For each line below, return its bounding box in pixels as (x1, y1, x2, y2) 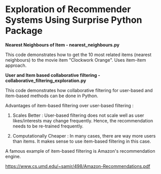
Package (5, 25, 43, 36)
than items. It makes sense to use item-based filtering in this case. (12, 138, 151, 144)
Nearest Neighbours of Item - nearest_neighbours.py (5, 41, 120, 48)
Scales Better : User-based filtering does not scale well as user (12, 112, 144, 118)
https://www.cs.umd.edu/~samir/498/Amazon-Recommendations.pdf (5, 163, 150, 169)
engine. (5, 153, 21, 159)
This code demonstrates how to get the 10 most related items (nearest (5, 52, 152, 58)
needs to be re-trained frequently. (12, 123, 84, 129)
